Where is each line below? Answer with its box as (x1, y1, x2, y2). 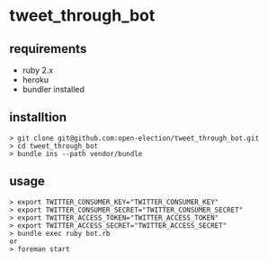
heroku (22, 74, 49, 85)
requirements (9, 41, 87, 57)
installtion (9, 109, 67, 126)
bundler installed (22, 84, 85, 94)
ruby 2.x (22, 65, 54, 75)
